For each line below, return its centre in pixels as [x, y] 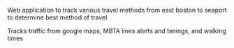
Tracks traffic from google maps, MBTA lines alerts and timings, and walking [117, 31]
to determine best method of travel [57, 17]
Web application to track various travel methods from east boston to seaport [117, 10]
